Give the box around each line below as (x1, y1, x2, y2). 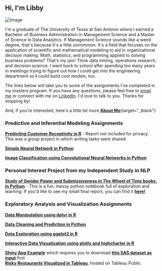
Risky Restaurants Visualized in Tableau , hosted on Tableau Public (5, 260, 141, 266)
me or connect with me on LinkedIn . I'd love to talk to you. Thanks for (5, 93, 144, 99)
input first (5, 255, 25, 261)
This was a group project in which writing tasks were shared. (5, 136, 127, 142)
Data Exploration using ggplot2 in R (5, 230, 78, 236)
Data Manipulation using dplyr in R (5, 212, 76, 218)
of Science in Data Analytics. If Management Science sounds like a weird (5, 37, 152, 42)
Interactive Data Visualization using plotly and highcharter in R (5, 240, 135, 246)
